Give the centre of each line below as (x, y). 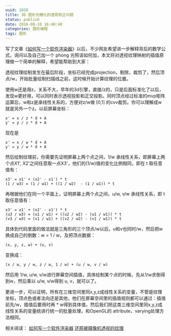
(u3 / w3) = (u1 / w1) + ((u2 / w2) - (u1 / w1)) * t (64, 214)
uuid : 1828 (17, 10)
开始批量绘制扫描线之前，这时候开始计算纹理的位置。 (75, 79)
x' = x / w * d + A (26, 143)
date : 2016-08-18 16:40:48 (34, 24)
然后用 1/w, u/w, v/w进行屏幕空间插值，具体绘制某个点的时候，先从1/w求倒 (83, 275)
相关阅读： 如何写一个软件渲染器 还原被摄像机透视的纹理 (64, 328)
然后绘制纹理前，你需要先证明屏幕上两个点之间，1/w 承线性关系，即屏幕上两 (85, 157)
